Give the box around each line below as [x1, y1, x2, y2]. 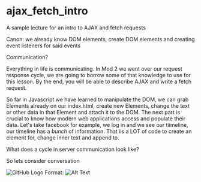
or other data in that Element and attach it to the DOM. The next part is [6, 108, 181, 116]
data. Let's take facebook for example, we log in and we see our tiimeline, [6, 121, 188, 128]
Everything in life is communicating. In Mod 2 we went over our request [6, 65, 183, 72]
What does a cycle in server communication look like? [6, 145, 139, 153]
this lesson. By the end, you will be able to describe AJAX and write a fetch [6, 78, 192, 85]
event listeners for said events [6, 42, 81, 49]
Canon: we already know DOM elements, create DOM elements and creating [6, 35, 195, 43]
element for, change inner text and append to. [6, 134, 120, 141]
